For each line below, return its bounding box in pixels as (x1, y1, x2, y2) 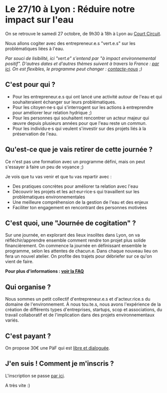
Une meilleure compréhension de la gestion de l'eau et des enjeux (12, 199, 149, 205)
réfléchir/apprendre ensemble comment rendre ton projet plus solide (5, 237, 146, 243)
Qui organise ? (5, 283, 51, 291)
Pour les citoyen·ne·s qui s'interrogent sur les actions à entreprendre (12, 104, 154, 110)
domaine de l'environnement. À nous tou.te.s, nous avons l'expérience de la (5, 301, 161, 308)
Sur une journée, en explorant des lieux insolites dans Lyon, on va (5, 232, 140, 238)
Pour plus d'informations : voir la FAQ (5, 268, 84, 274)
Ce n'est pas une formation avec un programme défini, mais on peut (5, 158, 146, 164)
